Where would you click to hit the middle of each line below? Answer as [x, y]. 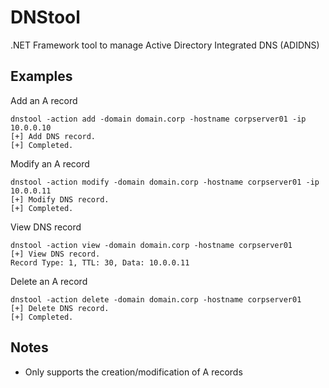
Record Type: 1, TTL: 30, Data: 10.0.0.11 [100, 262]
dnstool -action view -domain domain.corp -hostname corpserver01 [151, 245]
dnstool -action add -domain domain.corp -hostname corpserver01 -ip [158, 119]
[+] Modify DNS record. [60, 199]
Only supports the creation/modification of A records [133, 372]
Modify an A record [50, 163]
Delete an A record [49, 281]
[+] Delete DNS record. [60, 308]
